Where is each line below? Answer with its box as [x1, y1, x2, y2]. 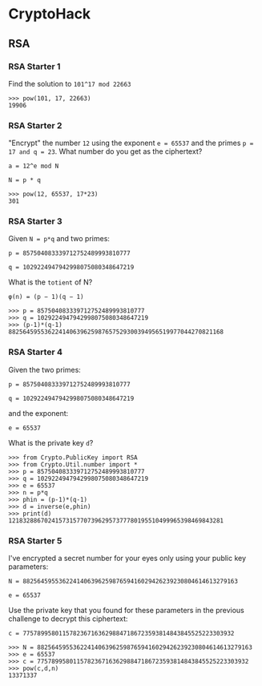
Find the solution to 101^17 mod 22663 [8, 79, 131, 88]
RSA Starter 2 [8, 119, 62, 131]
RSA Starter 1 [8, 61, 61, 72]
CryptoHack [8, 5, 91, 23]
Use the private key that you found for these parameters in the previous [8, 606, 244, 615]
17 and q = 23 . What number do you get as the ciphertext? [8, 147, 203, 156]
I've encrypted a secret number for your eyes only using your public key [8, 554, 247, 563]
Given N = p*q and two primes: [8, 234, 111, 244]
